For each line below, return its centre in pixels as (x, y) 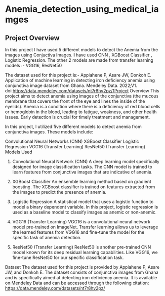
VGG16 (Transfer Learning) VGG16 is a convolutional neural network (81, 222)
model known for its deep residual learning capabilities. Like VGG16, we (85, 252)
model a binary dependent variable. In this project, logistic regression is (85, 207)
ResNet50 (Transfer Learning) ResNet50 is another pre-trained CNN (82, 247)
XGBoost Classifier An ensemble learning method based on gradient (82, 182)
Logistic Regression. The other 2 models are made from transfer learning (79, 60)
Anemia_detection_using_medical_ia (82, 9)
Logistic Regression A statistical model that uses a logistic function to (83, 202)
